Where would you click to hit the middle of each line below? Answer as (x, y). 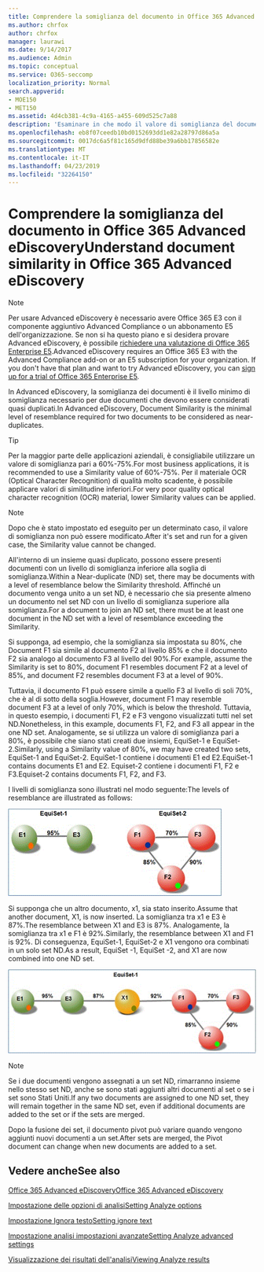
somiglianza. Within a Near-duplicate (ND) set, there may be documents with (132, 577)
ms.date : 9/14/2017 (40, 50)
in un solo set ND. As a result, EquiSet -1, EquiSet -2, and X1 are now (118, 950)
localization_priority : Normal (59, 83)
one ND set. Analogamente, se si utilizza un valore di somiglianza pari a (124, 732)
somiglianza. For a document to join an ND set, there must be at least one (126, 610)
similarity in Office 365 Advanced (120, 264)
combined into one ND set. (51, 959)
